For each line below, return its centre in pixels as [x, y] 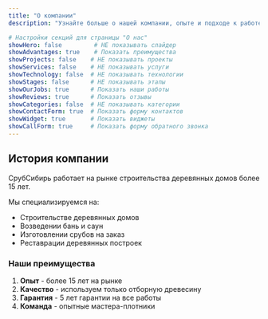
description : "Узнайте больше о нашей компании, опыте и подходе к [123, 23]
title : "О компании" [43, 16]
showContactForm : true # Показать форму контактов [96, 112]
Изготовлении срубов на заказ [72, 234]
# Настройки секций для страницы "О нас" [78, 37]
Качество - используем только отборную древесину [110, 289]
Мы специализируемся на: [54, 202]
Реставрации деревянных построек [81, 242]
